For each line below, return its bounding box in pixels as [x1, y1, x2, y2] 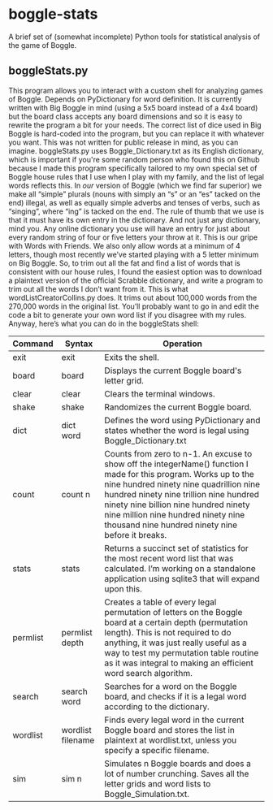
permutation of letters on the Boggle [104, 606, 243, 617]
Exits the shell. [104, 351, 160, 362]
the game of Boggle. [8, 40, 77, 50]
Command [12, 338, 54, 349]
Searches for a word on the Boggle [104, 680, 237, 691]
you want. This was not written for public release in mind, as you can [8, 137, 239, 147]
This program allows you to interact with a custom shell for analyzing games [8, 85, 263, 95]
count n [61, 488, 91, 500]
